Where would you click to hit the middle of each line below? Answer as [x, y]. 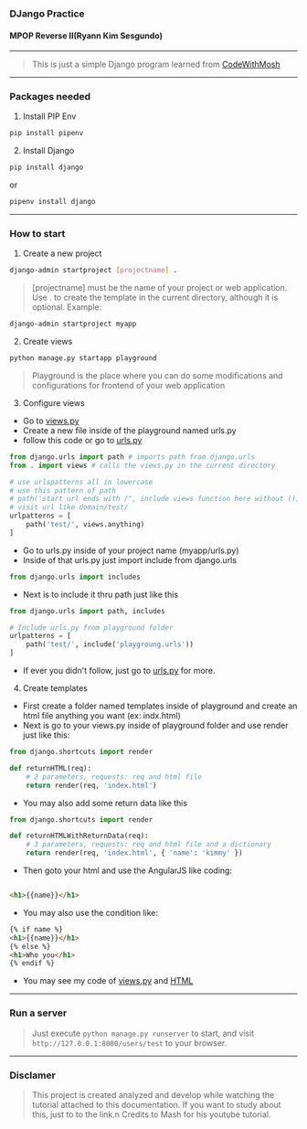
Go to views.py [51, 421]
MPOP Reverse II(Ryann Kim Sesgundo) [86, 36]
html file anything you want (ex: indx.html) [101, 716]
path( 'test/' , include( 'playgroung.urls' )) [110, 644]
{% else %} [30, 946]
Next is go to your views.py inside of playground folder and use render [155, 726]
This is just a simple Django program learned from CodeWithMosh [156, 64]
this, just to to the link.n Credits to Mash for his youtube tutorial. [151, 1114]
